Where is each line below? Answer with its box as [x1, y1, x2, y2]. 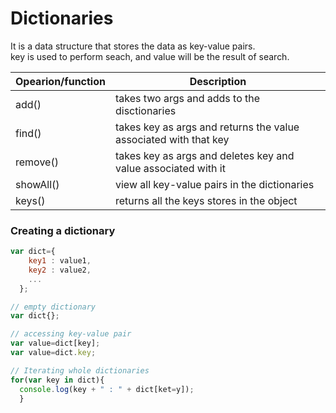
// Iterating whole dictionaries [10, 365, 150, 376]
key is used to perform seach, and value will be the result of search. [10, 50, 290, 62]
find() [15, 126, 42, 140]
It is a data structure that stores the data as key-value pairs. [10, 40, 256, 52]
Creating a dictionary [10, 223, 116, 237]
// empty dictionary [10, 302, 97, 312]
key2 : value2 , [28, 265, 92, 275]
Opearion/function [15, 74, 106, 88]
